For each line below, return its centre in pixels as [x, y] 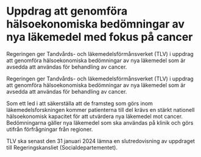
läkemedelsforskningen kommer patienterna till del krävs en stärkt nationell [100, 110]
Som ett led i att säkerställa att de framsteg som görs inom [80, 103]
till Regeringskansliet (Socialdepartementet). [62, 147]
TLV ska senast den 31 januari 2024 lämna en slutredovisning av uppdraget [100, 141]
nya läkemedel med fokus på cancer [100, 37]
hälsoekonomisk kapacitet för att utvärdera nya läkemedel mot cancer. [95, 116]
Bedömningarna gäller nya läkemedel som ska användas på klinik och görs [100, 122]
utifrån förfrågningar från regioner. [50, 129]
